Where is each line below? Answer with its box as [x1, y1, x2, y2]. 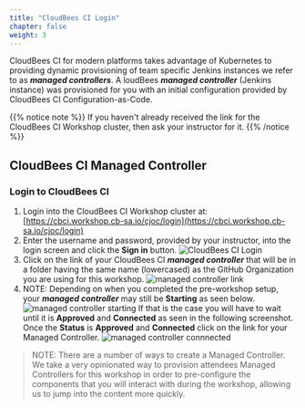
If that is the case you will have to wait [137, 303, 282, 314]
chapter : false [9, 22, 67, 31]
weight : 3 [9, 30, 47, 39]
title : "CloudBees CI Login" [9, 13, 120, 23]
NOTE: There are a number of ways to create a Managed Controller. [31, 350, 286, 361]
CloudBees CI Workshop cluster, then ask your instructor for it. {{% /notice [9, 121, 290, 132]
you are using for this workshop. [22, 274, 145, 285]
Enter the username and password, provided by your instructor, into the [22, 235, 291, 246]
